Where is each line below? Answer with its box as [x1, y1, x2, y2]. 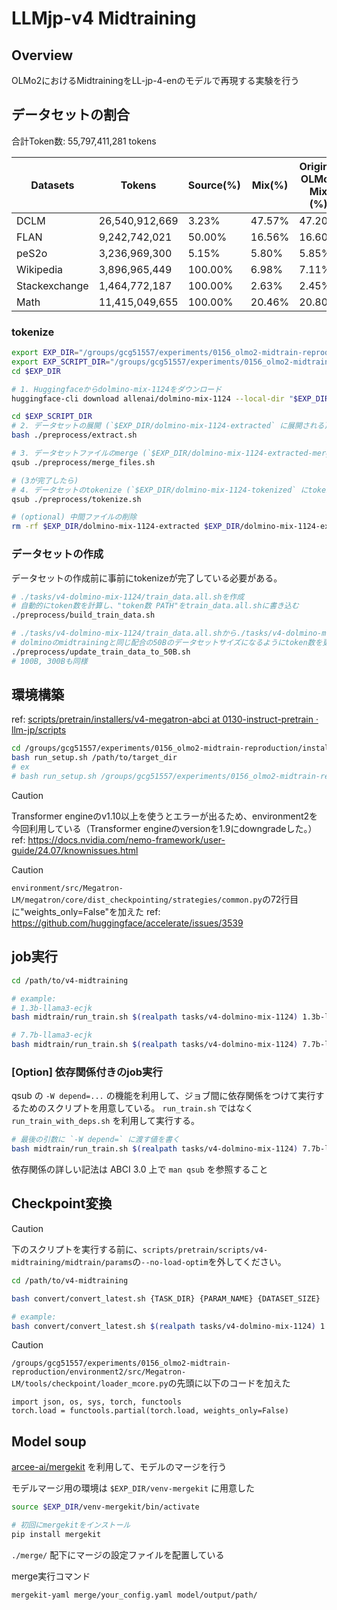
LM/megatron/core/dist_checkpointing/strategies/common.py [11, 895, 263, 905]
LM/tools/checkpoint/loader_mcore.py [11, 1379, 169, 1389]
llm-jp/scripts [11, 724, 67, 736]
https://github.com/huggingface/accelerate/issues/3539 [11, 917, 244, 929]
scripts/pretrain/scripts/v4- [142, 1245, 269, 1255]
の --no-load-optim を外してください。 [132, 1255, 287, 1267]
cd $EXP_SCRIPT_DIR [11, 412, 93, 422]
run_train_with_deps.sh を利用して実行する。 [11, 1115, 201, 1127]
